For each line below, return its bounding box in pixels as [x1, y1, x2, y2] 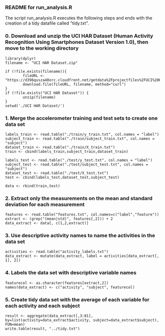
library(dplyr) [5, 56, 36, 61]
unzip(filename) [23, 95, 56, 100]
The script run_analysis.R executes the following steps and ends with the [5, 15, 153, 21]
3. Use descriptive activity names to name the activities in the [5, 232, 156, 239]
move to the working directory [5, 45, 79, 52]
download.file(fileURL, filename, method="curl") [23, 82, 126, 87]
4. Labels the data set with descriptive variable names [5, 269, 137, 276]
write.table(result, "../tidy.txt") [5, 326, 80, 332]
